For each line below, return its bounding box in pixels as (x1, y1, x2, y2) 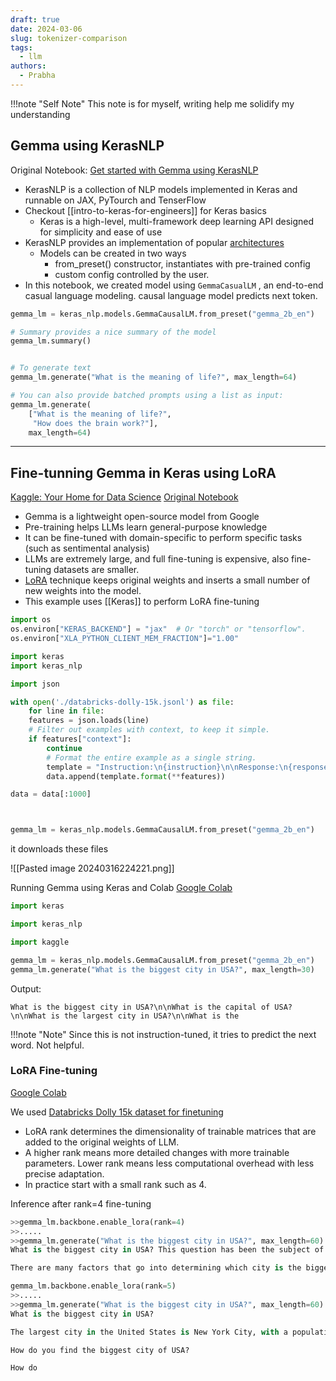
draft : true (10, 14, 60, 25)
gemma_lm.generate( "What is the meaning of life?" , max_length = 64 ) (10, 372, 298, 383)
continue (46, 743, 83, 753)
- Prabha (19, 71, 56, 81)
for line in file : (28, 706, 105, 716)
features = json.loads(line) (28, 716, 150, 726)
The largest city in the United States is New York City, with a (10, 1327, 288, 1337)
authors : (10, 61, 47, 71)
